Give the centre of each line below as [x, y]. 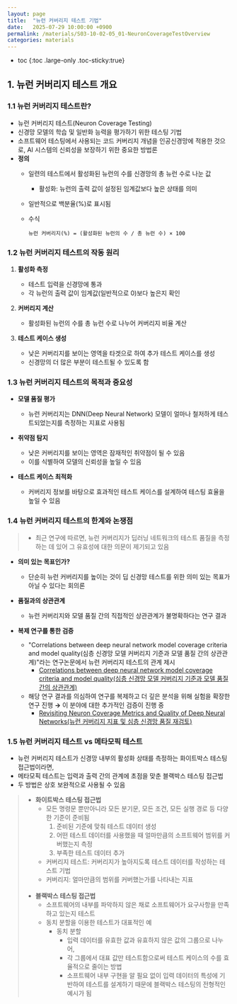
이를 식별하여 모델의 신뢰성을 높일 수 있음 [85, 462]
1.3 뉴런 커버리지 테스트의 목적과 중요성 [70, 382]
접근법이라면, [36, 767]
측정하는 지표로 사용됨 [94, 423]
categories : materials [41, 40]
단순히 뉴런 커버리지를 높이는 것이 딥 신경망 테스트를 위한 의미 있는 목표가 [129, 576]
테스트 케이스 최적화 [45, 477]
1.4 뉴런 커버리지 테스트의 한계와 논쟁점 [70, 521]
